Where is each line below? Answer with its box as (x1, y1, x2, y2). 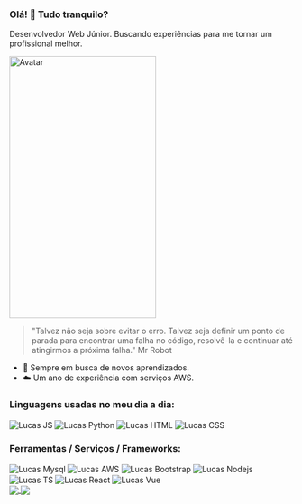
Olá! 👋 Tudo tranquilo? (9, 8, 109, 21)
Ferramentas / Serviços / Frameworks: (9, 443, 182, 455)
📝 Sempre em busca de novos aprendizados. (22, 362, 189, 373)
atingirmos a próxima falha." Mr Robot (31, 345, 173, 356)
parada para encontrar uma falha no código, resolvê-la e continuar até (31, 335, 293, 346)
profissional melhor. (9, 38, 83, 49)
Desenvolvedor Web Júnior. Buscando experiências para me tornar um (9, 29, 272, 40)
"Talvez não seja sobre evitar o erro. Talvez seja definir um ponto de (31, 325, 286, 337)
